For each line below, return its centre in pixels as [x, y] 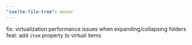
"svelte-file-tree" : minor [40, 12]
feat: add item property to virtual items [54, 35]
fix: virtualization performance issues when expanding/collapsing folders [96, 29]
